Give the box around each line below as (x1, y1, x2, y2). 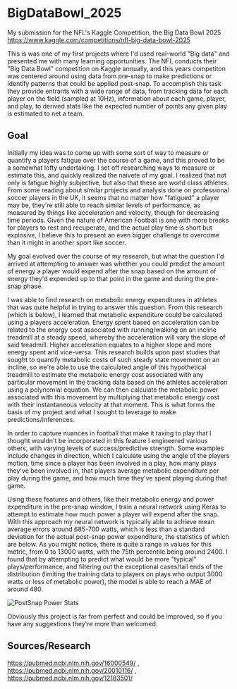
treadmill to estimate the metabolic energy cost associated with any (7, 370, 204, 378)
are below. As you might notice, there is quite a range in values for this (7, 540, 212, 548)
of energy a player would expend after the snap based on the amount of (7, 266, 217, 275)
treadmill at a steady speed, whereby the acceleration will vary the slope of (7, 333, 226, 341)
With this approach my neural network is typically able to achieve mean (7, 517, 215, 526)
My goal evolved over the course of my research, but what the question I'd (7, 252, 224, 260)
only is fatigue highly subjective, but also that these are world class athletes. (7, 178, 229, 187)
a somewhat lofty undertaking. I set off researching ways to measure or (7, 163, 215, 172)
